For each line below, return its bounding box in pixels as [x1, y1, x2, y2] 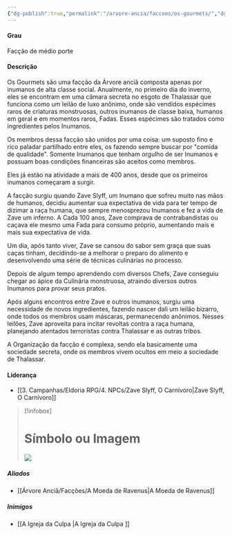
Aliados [7, 469, 30, 477]
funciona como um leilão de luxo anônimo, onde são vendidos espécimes [7, 100, 216, 108]
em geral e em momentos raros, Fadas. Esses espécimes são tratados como [7, 115, 224, 123]
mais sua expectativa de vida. [7, 228, 92, 237]
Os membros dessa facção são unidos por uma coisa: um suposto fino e [7, 135, 213, 144]
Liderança [7, 371, 37, 379]
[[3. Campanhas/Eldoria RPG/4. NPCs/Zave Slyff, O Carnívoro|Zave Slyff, [17, 386, 224, 394]
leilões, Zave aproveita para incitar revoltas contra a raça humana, [7, 320, 195, 328]
